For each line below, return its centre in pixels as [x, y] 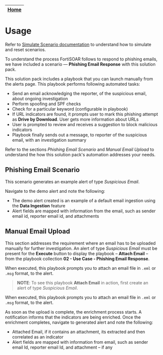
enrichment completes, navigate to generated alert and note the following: [79, 322]
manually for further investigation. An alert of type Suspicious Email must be [81, 248]
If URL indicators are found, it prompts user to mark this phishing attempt [85, 114]
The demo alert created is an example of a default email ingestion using [84, 200]
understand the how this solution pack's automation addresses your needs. [80, 154]
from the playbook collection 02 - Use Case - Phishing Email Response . [77, 259]
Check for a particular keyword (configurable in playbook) [70, 109]
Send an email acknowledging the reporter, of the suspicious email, [79, 93]
